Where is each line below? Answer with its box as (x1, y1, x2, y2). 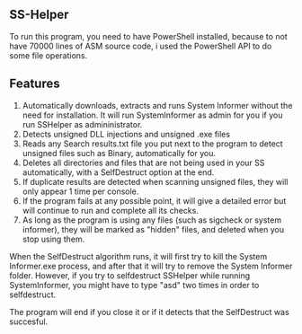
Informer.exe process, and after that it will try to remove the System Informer (9, 260, 293, 271)
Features (9, 76, 60, 92)
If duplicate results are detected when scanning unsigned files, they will (22, 176, 289, 187)
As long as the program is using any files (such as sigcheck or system (22, 215, 281, 225)
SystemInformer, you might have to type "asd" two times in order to (9, 279, 260, 290)
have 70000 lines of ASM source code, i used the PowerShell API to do (9, 40, 272, 51)
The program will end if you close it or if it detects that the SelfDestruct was (9, 306, 289, 317)
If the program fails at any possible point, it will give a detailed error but (22, 195, 287, 206)
